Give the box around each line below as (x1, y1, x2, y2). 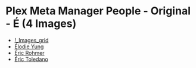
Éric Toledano (14, 55, 48, 63)
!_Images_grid (14, 36, 49, 44)
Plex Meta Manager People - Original (5, 4, 191, 18)
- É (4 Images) (5, 17, 77, 30)
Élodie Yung (14, 43, 44, 50)
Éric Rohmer (14, 49, 45, 56)
